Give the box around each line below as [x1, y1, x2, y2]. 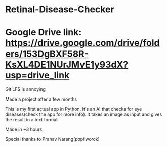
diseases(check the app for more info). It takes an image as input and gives [5, 111, 162, 117]
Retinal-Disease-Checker [5, 4, 115, 15]
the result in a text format [5, 117, 58, 123]
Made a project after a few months [5, 96, 77, 102]
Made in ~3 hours [5, 126, 43, 132]
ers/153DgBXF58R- [5, 48, 89, 60]
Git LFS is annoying [5, 86, 46, 92]
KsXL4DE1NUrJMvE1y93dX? [5, 59, 129, 70]
